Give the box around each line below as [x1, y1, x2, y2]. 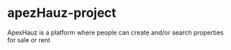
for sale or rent [7, 35, 51, 44]
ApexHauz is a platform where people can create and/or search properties [7, 28, 224, 37]
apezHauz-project [7, 5, 117, 21]
